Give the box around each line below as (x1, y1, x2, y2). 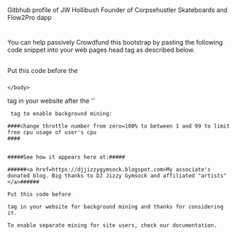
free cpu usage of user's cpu (7, 128, 97, 136)
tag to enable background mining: (10, 110, 113, 117)
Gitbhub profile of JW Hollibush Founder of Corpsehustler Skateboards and (7, 6, 228, 14)
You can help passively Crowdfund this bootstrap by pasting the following (7, 38, 224, 47)
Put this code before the (7, 66, 78, 74)
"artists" (197, 172, 227, 179)
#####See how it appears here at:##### (7, 153, 126, 161)
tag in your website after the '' (7, 96, 96, 105)
